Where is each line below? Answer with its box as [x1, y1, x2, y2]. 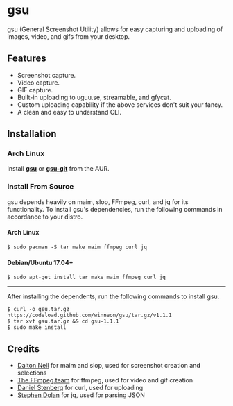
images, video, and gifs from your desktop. [7, 32, 130, 40]
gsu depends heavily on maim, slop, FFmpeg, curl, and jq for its [7, 197, 189, 206]
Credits [7, 343, 40, 355]
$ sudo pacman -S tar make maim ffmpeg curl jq [7, 244, 148, 251]
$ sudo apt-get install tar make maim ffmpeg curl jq [7, 273, 166, 281]
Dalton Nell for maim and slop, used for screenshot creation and [17, 361, 201, 369]
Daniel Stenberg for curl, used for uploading [17, 383, 144, 391]
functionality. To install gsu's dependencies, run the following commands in [7, 205, 223, 213]
